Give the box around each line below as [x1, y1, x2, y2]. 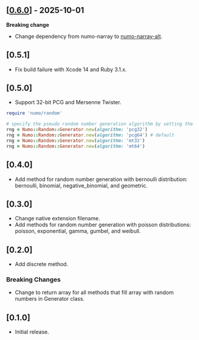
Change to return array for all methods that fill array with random [14, 289, 174, 296]
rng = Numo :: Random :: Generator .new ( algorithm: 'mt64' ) [6, 143, 145, 149]
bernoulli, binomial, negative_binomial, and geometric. [14, 182, 148, 189]
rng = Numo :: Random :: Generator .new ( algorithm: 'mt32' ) [6, 138, 145, 144]
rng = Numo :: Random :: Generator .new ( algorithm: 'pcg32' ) [6, 127, 148, 133]
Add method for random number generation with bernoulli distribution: [14, 176, 188, 183]
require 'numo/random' [6, 110, 63, 116]
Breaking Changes [6, 276, 61, 284]
